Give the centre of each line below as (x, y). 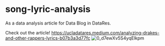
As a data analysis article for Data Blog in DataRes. (58, 23)
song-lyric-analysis (48, 9)
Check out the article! (28, 32)
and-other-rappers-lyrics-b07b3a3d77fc (48, 38)
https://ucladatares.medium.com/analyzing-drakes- (106, 32)
